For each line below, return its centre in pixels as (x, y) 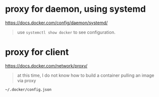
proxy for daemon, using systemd (76, 9)
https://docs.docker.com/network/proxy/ (46, 65)
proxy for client (37, 52)
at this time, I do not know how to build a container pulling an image (86, 75)
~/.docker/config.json (28, 90)
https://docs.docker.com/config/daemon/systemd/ (57, 23)
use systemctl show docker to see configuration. (66, 32)
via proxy (27, 80)
